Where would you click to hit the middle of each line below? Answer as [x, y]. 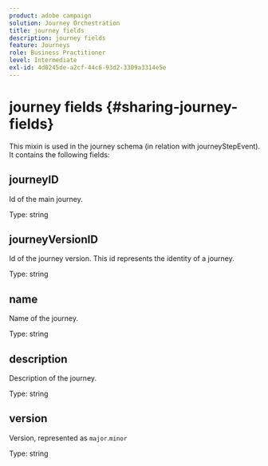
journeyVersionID [54, 239]
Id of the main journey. [46, 199]
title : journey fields [47, 30]
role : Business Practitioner [57, 53]
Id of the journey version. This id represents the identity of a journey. [122, 259]
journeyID [34, 180]
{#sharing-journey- [172, 107]
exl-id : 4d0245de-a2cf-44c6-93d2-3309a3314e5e [88, 68]
